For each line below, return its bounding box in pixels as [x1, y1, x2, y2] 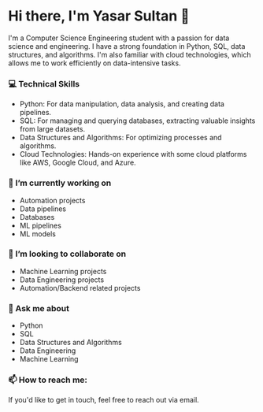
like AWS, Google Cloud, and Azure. [19, 158, 136, 168]
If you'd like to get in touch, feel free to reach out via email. [8, 395, 199, 405]
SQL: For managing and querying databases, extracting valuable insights [19, 116, 256, 125]
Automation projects [19, 195, 86, 205]
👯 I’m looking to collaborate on [8, 248, 127, 259]
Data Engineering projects [19, 275, 105, 284]
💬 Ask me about [8, 303, 69, 314]
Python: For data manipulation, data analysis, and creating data [19, 99, 224, 109]
